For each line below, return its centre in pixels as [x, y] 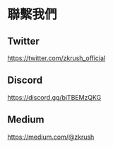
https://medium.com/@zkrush [51, 137]
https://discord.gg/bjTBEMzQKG [54, 97]
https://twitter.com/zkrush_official [56, 58]
